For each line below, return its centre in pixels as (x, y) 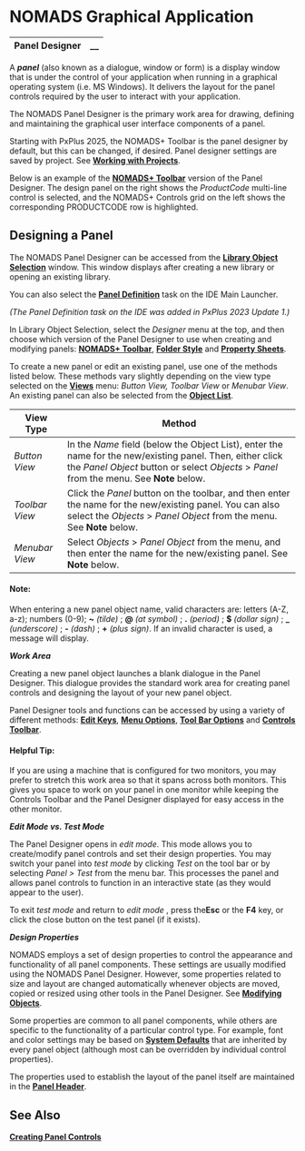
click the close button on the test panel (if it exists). (105, 920)
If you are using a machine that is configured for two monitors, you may (143, 771)
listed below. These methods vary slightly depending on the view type (140, 376)
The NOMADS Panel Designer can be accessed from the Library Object (144, 257)
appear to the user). (47, 892)
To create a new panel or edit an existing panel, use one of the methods (144, 366)
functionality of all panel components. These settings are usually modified (148, 965)
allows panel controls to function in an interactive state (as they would (140, 883)
